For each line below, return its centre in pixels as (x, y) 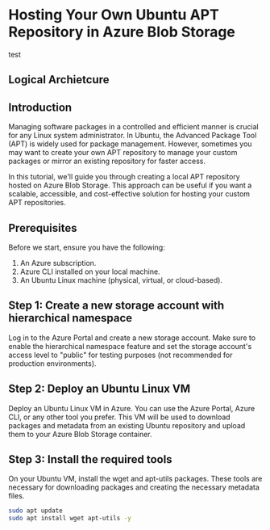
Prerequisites (43, 228)
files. (17, 496)
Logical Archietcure (59, 80)
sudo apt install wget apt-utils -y (70, 519)
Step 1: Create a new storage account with (116, 306)
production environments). (52, 363)
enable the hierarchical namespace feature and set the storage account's (130, 346)
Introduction (40, 107)
